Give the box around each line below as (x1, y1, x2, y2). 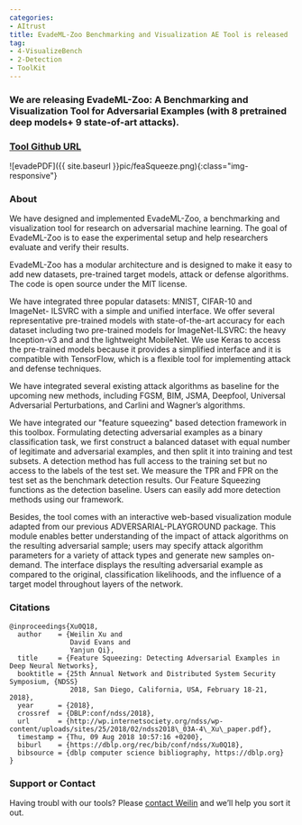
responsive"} (9, 171, 58, 181)
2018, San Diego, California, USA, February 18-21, (69, 685, 269, 694)
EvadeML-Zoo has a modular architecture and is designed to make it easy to (9, 259, 293, 271)
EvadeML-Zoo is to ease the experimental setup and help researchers (9, 232, 269, 244)
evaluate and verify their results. (9, 242, 129, 253)
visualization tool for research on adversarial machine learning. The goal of (9, 223, 288, 234)
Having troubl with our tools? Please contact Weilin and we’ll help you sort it (9, 797, 291, 808)
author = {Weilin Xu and (17, 629, 124, 639)
